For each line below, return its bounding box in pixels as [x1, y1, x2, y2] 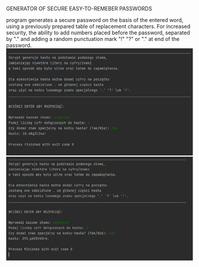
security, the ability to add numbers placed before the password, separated [6, 29, 191, 36]
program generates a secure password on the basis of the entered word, [6, 17, 184, 23]
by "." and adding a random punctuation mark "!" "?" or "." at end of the [6, 36, 179, 42]
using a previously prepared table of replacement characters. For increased [6, 23, 191, 30]
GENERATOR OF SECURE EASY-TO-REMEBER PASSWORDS [6, 5, 152, 12]
